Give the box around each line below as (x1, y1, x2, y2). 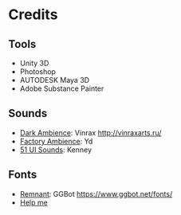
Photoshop (19, 67, 56, 76)
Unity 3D (19, 58, 49, 68)
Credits (8, 6, 58, 24)
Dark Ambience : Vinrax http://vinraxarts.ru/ (19, 127, 162, 137)
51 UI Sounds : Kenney (19, 145, 92, 154)
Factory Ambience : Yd (19, 136, 93, 146)
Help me (19, 197, 48, 207)
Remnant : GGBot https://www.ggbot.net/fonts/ (19, 189, 173, 198)
